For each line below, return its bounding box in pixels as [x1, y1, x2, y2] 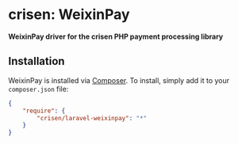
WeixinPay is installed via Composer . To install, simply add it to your [8, 75, 230, 85]
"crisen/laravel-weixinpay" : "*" [36, 114, 148, 122]
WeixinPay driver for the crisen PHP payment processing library [8, 32, 224, 41]
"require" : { [22, 107, 66, 115]
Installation [8, 55, 65, 68]
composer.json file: [8, 84, 69, 93]
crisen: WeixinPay [8, 6, 130, 24]
